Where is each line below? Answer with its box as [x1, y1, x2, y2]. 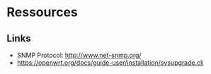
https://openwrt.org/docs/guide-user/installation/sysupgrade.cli [16, 58, 204, 67]
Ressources [6, 4, 79, 20]
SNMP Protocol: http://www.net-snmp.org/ [16, 51, 142, 59]
